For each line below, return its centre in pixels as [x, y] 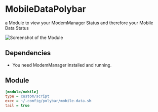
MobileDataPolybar [46, 9]
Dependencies [28, 53]
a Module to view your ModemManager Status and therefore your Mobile [79, 23]
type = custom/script [27, 96]
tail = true [17, 106]
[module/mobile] [22, 92]
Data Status [17, 28]
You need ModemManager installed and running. [62, 65]
